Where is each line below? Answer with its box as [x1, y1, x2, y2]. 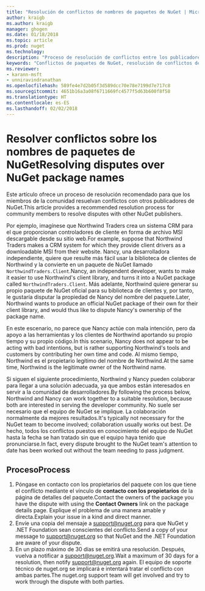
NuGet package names [6, 170, 125, 184]
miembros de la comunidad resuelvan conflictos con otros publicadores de [6, 197, 195, 205]
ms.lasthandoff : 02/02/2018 [6, 105, 78, 112]
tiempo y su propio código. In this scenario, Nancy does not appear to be [6, 338, 189, 345]
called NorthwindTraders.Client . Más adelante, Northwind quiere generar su [6, 280, 198, 288]
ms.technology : [6, 49, 45, 55]
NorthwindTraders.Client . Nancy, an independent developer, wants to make [6, 267, 195, 275]
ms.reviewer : [6, 65, 40, 72]
